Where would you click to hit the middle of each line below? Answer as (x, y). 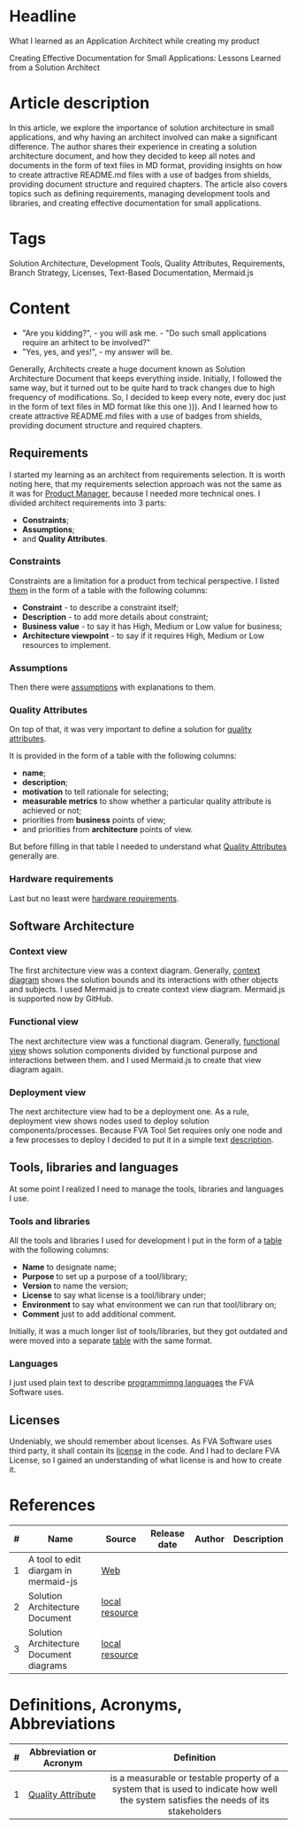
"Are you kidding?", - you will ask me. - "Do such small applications (144, 333)
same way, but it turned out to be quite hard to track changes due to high (142, 388)
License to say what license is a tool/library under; (114, 1295)
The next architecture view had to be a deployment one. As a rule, (129, 1112)
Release (168, 1533)
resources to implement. (66, 644)
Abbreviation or (63, 1752)
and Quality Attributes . (65, 538)
